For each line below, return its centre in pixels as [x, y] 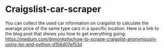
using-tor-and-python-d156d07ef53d [44, 44]
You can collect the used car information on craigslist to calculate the [77, 23]
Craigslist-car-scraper [53, 9]
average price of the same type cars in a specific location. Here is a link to [82, 28]
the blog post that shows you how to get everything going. [66, 33]
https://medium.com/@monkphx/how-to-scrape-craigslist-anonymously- [81, 39]
